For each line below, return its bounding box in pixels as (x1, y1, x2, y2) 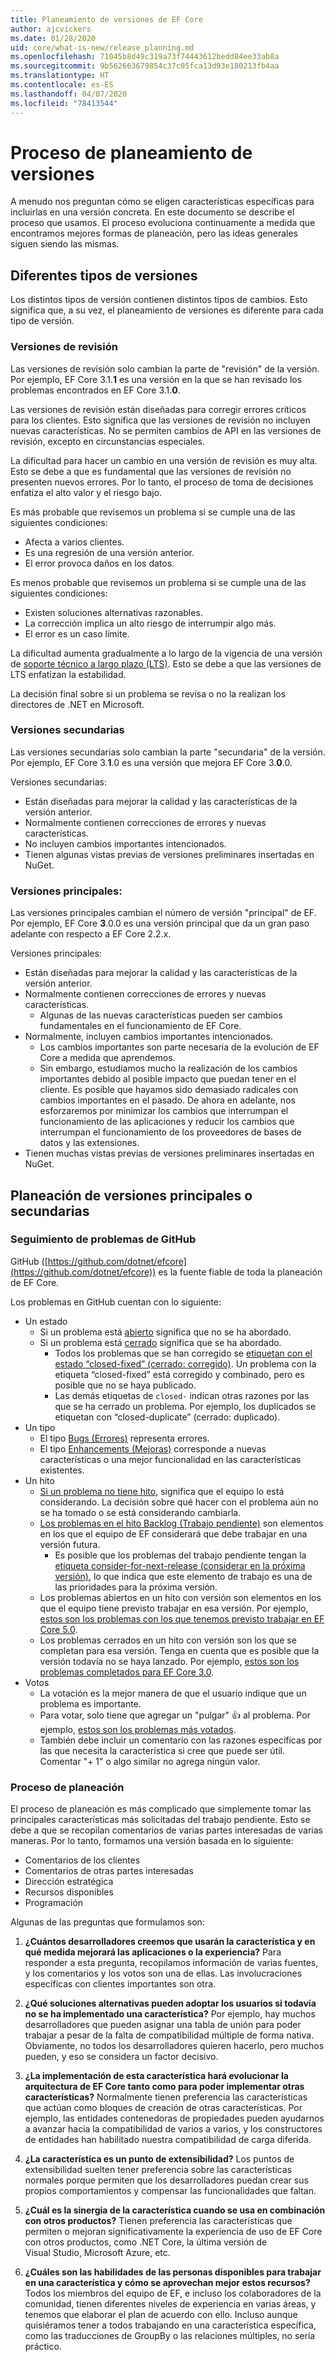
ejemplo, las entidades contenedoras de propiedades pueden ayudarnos (24, 2112, 325, 2125)
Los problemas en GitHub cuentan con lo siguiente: (10, 1296, 222, 1308)
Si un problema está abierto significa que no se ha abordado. (39, 1326, 292, 1338)
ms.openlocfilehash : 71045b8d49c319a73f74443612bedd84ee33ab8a (10, 52, 280, 62)
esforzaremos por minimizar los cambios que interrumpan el (39, 1105, 289, 1117)
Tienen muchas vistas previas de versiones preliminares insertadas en (24, 1147, 315, 1160)
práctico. (24, 2341, 62, 2353)
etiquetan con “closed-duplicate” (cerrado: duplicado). (54, 1411, 281, 1423)
